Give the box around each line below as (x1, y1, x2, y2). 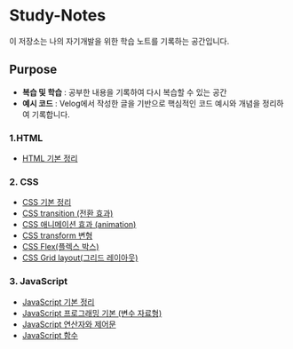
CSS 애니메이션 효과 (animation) (21, 219, 137, 230)
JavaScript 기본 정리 (21, 297, 95, 307)
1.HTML (9, 131, 44, 144)
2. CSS (9, 175, 39, 187)
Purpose (9, 62, 58, 77)
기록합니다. (31, 108, 71, 120)
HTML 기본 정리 (21, 153, 78, 164)
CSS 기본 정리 (21, 197, 72, 208)
